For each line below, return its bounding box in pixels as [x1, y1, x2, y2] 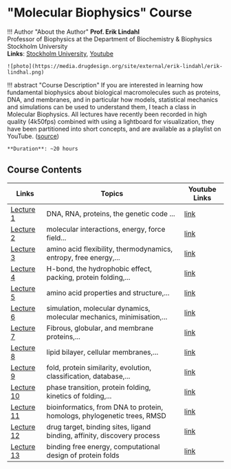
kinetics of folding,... [46, 391, 112, 400]
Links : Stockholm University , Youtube [7, 50, 113, 58]
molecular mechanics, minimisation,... [46, 312, 168, 321]
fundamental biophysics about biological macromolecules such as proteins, [7, 88, 221, 96]
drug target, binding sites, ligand [46, 422, 151, 431]
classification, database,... [46, 371, 131, 381]
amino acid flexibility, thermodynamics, [46, 244, 173, 254]
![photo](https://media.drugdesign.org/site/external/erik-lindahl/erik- [7, 63, 223, 69]
